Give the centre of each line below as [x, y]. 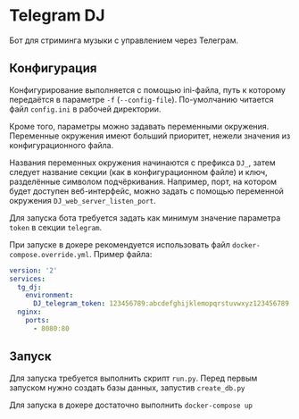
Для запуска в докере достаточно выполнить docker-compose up [131, 405]
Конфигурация [53, 68]
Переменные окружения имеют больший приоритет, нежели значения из [150, 136]
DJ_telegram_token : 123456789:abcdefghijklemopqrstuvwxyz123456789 [161, 304]
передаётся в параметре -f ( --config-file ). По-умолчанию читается [141, 99]
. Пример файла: [120, 254]
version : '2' [33, 270]
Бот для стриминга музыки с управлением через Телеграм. [124, 40]
